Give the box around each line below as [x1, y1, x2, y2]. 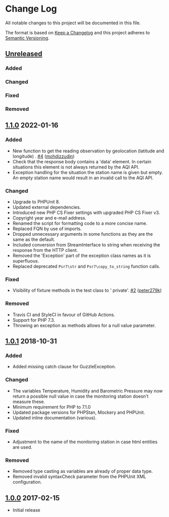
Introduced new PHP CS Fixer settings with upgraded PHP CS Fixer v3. [12, 209, 160, 216]
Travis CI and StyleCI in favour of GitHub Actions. [12, 312, 115, 318]
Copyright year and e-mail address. [12, 215, 87, 221]
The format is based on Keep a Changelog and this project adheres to [5, 29, 150, 35]
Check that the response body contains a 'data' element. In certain [12, 158, 151, 164]
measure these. [12, 398, 45, 405]
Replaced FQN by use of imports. [12, 226, 82, 232]
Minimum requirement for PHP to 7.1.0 [12, 404, 91, 410]
